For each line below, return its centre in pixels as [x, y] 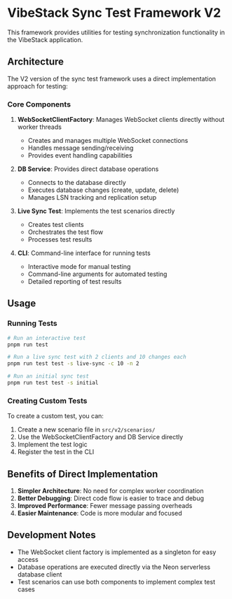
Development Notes [52, 535]
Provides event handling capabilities [80, 156]
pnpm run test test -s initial [53, 383]
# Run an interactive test [47, 338]
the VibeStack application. [45, 39]
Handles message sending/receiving [81, 148]
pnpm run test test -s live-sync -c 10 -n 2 [73, 364]
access [28, 559]
